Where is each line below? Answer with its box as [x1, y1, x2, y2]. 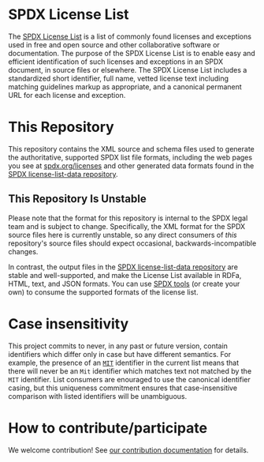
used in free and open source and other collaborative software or [8, 39, 221, 49]
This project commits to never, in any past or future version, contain [8, 341, 229, 351]
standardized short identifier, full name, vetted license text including [8, 73, 229, 83]
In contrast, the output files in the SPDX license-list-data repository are [8, 262, 239, 272]
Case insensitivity [8, 314, 128, 332]
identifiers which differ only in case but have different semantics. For [8, 349, 231, 359]
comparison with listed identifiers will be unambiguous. [8, 391, 188, 400]
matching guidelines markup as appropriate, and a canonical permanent [8, 81, 242, 92]
